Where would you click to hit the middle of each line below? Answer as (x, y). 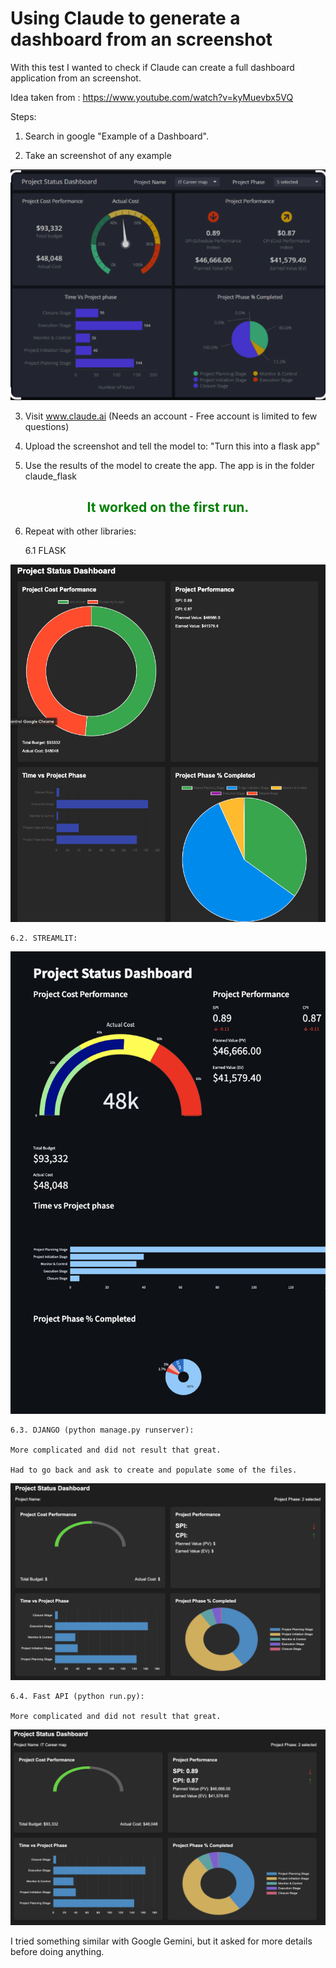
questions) (47, 426)
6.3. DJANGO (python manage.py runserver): (102, 1430)
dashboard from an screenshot (141, 39)
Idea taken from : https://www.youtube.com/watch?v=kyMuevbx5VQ (152, 97)
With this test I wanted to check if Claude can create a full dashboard (152, 67)
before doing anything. (57, 1951)
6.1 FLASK (45, 551)
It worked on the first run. (168, 507)
